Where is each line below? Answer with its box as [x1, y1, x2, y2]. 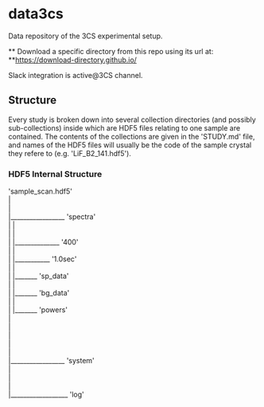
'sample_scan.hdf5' [8, 186, 73, 196]
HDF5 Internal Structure [8, 168, 103, 179]
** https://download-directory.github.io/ [8, 55, 138, 65]
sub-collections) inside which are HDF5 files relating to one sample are [8, 123, 241, 132]
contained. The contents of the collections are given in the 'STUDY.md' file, [8, 131, 255, 141]
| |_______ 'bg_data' [8, 288, 70, 298]
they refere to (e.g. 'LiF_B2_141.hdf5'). [8, 148, 131, 158]
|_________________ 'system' [8, 356, 95, 366]
